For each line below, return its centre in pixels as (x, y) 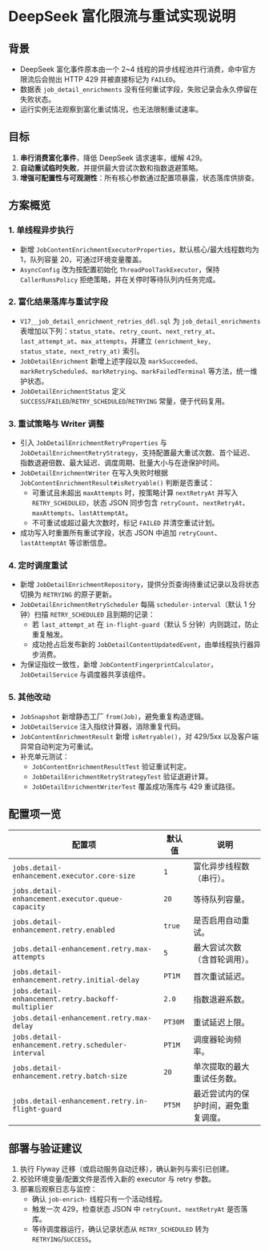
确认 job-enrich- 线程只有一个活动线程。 (99, 1199)
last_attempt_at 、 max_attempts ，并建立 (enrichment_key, (116, 340)
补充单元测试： (44, 756)
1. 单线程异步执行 (41, 231)
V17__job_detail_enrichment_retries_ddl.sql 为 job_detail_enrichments (140, 320)
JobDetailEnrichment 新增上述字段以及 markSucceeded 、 (111, 360)
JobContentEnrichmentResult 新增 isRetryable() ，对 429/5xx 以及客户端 (139, 736)
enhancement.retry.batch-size (70, 1076)
